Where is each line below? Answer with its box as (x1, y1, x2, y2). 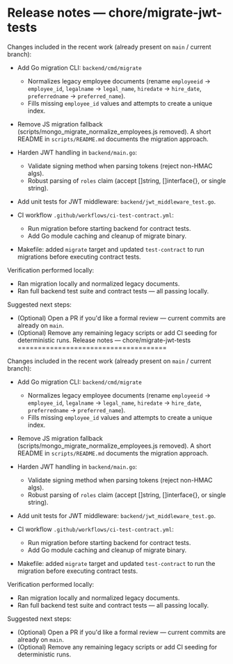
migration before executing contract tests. (17, 567, 138, 575)
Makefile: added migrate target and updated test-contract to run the (17, 559, 216, 567)
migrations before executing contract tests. (17, 252, 141, 261)
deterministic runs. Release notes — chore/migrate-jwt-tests (17, 336, 191, 344)
